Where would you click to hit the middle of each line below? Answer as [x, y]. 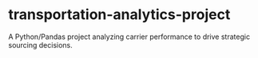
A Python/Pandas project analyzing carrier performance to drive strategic [129, 37]
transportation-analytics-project [119, 15]
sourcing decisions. [41, 44]
